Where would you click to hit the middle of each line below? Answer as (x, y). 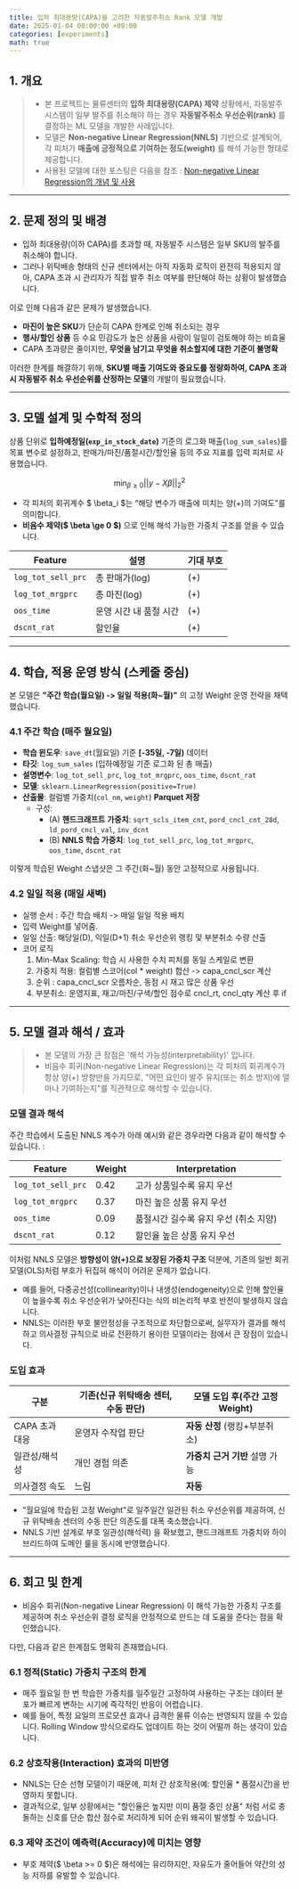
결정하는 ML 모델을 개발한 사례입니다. (109, 127)
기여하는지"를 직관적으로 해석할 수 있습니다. (137, 1089)
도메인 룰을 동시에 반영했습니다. (116, 1543)
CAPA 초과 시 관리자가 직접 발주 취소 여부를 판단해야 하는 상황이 (145, 277)
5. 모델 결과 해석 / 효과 (67, 1031)
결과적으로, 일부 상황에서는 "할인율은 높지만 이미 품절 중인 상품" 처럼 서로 (149, 1806)
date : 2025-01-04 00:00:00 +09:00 (73, 26)
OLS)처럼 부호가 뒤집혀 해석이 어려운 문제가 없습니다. (118, 1270)
